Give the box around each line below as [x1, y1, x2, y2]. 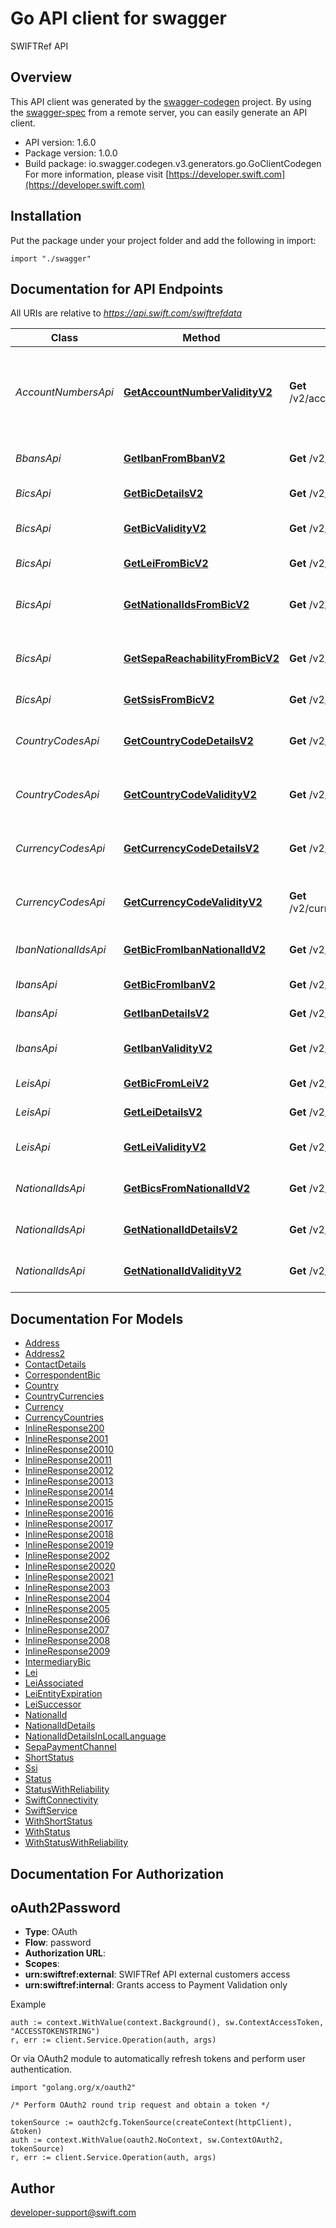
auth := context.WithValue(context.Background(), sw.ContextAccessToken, [10, 2018, 325, 2028]
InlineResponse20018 [24, 1528, 114, 1541]
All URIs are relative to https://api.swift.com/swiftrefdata [10, 307, 242, 319]
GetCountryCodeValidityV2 [123, 788, 257, 802]
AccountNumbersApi [15, 385, 114, 399]
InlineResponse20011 [24, 1454, 112, 1466]
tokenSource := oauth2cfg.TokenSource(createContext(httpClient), [10, 2118, 293, 2128]
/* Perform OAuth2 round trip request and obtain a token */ [10, 2100, 271, 2111]
